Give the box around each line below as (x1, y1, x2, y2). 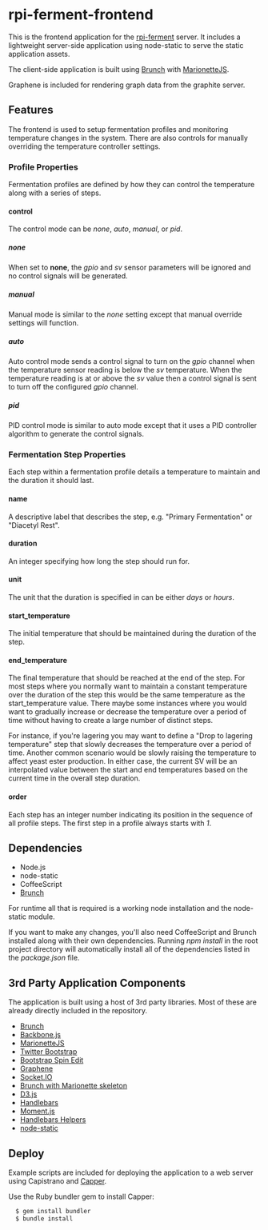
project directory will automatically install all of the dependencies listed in (8, 944, 250, 954)
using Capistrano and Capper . (8, 1176, 107, 1186)
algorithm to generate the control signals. (8, 429, 144, 439)
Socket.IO (19, 1072, 53, 1082)
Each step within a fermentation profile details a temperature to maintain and (8, 467, 261, 477)
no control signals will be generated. (8, 271, 128, 281)
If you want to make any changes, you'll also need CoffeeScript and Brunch (8, 928, 258, 937)
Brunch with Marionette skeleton (19, 1081, 128, 1091)
